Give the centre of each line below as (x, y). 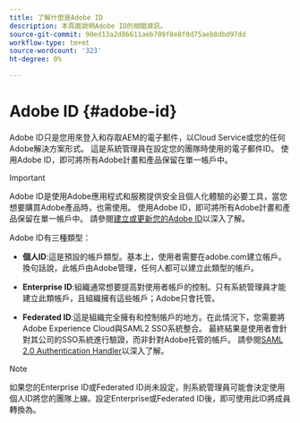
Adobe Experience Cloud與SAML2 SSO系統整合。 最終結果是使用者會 (151, 328)
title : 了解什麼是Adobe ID (56, 17)
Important (27, 177)
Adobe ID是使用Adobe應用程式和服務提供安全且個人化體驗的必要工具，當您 (149, 196)
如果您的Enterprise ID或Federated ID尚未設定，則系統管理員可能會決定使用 (147, 387)
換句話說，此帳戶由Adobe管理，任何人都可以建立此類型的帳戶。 (141, 268)
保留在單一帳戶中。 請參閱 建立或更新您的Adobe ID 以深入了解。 (133, 218)
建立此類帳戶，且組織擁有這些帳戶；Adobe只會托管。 (121, 298)
